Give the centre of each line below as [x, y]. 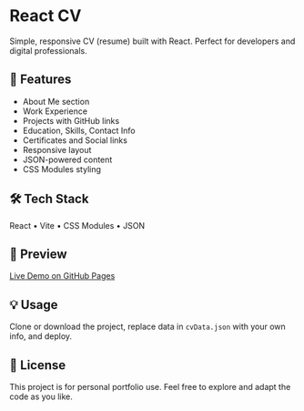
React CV [46, 16]
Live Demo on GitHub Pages [62, 276]
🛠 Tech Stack [49, 199]
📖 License [38, 365]
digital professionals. [49, 50]
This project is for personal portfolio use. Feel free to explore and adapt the [150, 387]
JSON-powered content [67, 159]
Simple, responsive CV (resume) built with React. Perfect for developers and [152, 41]
